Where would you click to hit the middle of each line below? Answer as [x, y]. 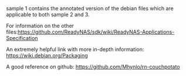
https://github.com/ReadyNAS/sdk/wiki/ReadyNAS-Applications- [96, 32]
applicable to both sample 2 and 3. [48, 15]
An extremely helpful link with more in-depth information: [75, 49]
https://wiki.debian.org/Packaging [47, 55]
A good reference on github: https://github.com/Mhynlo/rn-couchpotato [93, 67]
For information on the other [40, 26]
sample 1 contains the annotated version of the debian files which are [90, 8]
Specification [22, 38]
